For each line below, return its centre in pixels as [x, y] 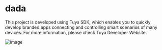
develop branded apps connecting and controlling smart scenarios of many [81, 27]
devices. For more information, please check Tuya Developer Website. [76, 32]
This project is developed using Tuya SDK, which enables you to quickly [78, 22]
